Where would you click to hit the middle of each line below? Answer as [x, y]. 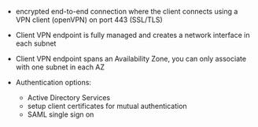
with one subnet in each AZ [60, 67]
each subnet [36, 43]
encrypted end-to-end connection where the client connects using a [127, 11]
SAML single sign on [61, 114]
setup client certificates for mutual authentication [107, 106]
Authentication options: [53, 82]
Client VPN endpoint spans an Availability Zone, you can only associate [131, 59]
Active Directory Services [69, 97]
